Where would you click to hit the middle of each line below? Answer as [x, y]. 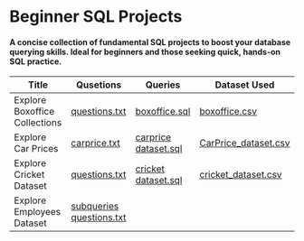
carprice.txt [95, 144]
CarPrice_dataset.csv [245, 144]
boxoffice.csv [228, 112]
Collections [38, 123]
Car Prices [36, 149]
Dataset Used [245, 85]
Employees [38, 212]
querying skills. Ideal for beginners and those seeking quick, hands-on [145, 51]
